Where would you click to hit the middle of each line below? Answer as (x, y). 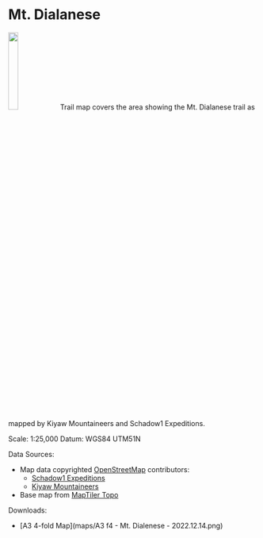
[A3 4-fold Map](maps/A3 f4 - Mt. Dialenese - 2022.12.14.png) (121, 525)
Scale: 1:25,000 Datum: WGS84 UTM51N (74, 439)
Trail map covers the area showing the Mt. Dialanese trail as (157, 107)
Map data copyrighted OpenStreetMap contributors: (105, 469)
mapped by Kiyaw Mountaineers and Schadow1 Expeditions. (107, 423)
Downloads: (28, 510)
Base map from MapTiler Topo (69, 494)
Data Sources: (31, 454)
